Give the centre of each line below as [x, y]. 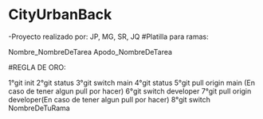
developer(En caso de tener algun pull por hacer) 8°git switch [110, 99]
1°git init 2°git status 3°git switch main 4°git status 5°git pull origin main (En [131, 83]
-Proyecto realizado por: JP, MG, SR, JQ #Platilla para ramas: [108, 36]
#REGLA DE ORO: [37, 67]
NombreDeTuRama [39, 108]
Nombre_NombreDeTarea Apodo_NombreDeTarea [90, 52]
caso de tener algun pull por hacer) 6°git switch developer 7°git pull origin [130, 91]
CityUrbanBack [60, 15]
